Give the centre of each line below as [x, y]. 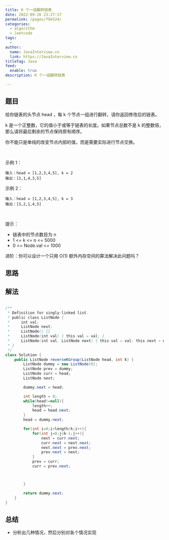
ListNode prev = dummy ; [48, 369]
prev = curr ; [46, 462]
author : [13, 47]
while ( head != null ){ [44, 401]
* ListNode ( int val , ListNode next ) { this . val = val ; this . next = [84, 341]
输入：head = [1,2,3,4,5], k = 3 [39, 199]
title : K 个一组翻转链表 [28, 10]
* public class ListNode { [36, 317]
